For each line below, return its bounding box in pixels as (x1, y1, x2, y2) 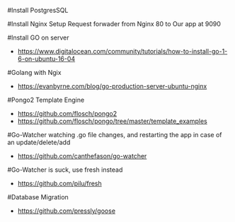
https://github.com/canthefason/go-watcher (17, 152, 147, 160)
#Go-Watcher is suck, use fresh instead (7, 165, 123, 174)
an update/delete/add (7, 138, 71, 146)
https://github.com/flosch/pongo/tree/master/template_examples (17, 117, 207, 125)
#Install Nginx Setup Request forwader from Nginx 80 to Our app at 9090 (7, 20, 222, 28)
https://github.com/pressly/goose (17, 206, 115, 215)
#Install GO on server (7, 33, 69, 42)
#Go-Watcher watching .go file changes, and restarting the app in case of (7, 131, 222, 139)
